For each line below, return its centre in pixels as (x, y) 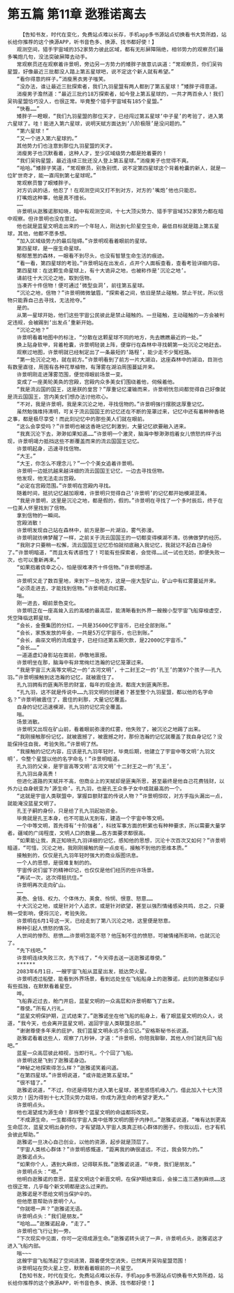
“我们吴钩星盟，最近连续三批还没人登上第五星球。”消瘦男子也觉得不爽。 (104, 161)
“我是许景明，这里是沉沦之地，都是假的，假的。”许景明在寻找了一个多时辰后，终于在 (120, 501)
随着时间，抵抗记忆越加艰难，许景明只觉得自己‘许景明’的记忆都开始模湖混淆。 (113, 493)
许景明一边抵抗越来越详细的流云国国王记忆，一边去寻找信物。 (92, 471)
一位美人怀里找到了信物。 (38, 508)
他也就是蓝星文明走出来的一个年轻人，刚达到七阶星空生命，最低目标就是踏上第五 (115, 226)
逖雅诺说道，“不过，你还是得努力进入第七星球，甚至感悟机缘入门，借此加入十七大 (117, 1090)
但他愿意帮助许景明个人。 (48, 1202)
